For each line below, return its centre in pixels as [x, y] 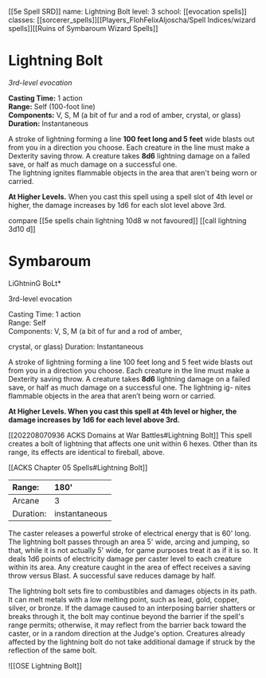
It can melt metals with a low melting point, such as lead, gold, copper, [124, 599]
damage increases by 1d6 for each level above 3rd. [94, 419]
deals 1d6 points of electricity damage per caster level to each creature [125, 558]
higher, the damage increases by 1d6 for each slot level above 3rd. [117, 205]
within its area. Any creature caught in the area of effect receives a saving [129, 567]
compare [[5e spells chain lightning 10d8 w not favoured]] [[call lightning [127, 220]
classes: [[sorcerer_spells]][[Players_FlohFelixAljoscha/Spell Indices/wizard [132, 20]
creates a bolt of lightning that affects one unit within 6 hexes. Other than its [133, 443]
